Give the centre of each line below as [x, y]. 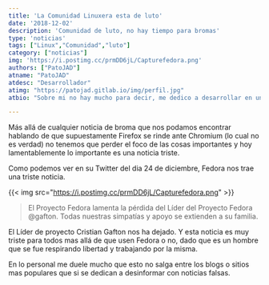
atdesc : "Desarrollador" [50, 82]
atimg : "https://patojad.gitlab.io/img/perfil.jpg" [96, 90]
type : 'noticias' [37, 38]
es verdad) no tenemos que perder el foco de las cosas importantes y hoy [130, 144]
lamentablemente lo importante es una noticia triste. [94, 153]
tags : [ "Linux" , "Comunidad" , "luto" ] [69, 46]
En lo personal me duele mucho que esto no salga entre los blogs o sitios [129, 264]
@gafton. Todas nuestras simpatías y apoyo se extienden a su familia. [143, 216]
